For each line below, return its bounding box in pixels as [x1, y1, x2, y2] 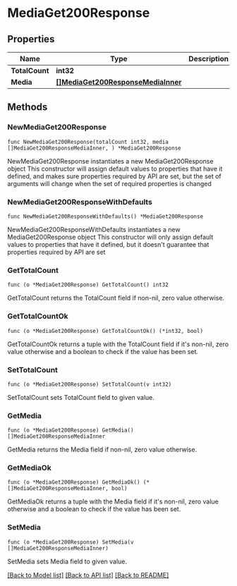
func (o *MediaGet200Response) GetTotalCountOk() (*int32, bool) [7, 327, 203, 334]
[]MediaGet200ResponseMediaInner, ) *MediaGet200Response [7, 145, 181, 152]
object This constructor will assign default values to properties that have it [7, 164, 223, 173]
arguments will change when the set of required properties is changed [7, 179, 212, 188]
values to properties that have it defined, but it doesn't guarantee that [7, 240, 209, 248]
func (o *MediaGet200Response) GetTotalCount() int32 [7, 281, 169, 288]
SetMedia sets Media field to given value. [7, 557, 128, 566]
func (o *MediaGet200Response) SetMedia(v [7, 538, 134, 546]
